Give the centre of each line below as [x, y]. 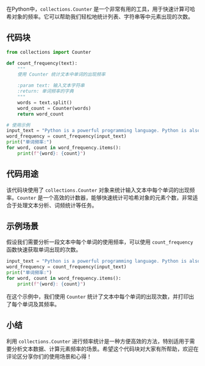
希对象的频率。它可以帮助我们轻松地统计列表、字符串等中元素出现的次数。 [100, 16]
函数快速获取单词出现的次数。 [44, 250]
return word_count [41, 114]
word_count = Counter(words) [54, 108]
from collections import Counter [49, 52]
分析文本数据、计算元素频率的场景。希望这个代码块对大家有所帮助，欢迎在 [105, 349]
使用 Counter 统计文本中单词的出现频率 [61, 75]
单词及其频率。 [41, 304]
